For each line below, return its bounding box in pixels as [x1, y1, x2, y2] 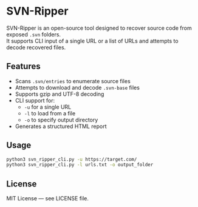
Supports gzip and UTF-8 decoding [15, 90, 104, 98]
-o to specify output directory [24, 116, 98, 123]
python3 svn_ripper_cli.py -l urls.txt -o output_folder [6, 162, 154, 168]
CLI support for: [15, 97, 55, 104]
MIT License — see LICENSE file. [6, 195, 89, 202]
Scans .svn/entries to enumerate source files [15, 77, 131, 84]
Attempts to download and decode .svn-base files [15, 84, 140, 91]
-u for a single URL [24, 103, 72, 110]
